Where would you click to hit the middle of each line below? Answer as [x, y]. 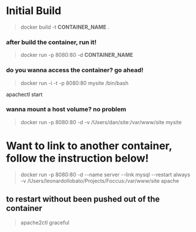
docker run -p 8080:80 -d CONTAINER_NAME [77, 55]
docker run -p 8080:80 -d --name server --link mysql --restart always [105, 175]
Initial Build [34, 11]
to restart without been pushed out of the [83, 199]
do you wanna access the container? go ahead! [75, 70]
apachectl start [24, 94]
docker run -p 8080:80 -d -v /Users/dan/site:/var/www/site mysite [101, 122]
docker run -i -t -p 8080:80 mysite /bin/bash [75, 83]
